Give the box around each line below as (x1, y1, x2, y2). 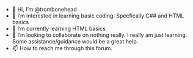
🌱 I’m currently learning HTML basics (12, 25, 106, 32)
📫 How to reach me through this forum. (12, 45, 113, 51)
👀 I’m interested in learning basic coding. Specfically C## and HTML (12, 12, 184, 19)
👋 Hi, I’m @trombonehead (12, 6, 78, 13)
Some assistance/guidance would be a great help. (12, 38, 139, 45)
